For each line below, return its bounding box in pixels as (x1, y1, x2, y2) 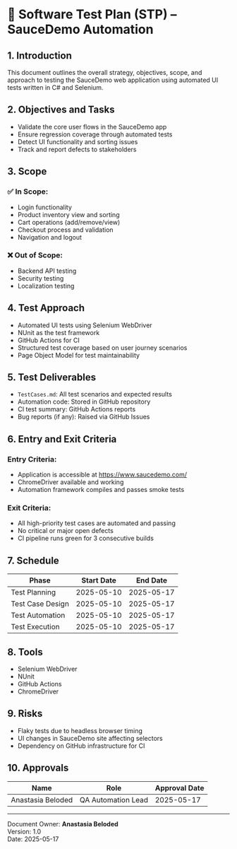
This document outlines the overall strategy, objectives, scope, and (7, 69, 202, 76)
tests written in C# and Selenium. (7, 83, 104, 91)
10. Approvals (7, 762, 69, 774)
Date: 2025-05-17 (7, 834, 59, 843)
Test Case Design (11, 599, 69, 609)
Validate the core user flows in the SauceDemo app (17, 122, 167, 131)
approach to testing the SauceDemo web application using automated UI (7, 76, 219, 84)
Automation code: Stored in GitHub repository (17, 397, 151, 406)
